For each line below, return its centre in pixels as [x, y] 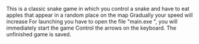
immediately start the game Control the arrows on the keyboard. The [91, 28]
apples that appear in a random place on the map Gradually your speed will [99, 15]
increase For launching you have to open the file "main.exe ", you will [92, 21]
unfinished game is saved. [39, 34]
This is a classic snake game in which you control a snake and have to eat [98, 9]
